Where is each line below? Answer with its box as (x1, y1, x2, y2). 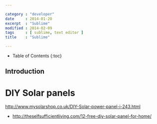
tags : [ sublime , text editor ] (5, 30, 84, 35)
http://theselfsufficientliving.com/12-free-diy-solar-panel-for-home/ (12, 113, 152, 120)
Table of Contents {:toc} (12, 53, 62, 59)
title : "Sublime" (5, 35, 50, 40)
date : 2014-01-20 (5, 16, 52, 21)
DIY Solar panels (5, 87, 76, 99)
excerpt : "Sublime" (5, 21, 50, 26)
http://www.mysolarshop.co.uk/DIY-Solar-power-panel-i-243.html (5, 104, 141, 110)
